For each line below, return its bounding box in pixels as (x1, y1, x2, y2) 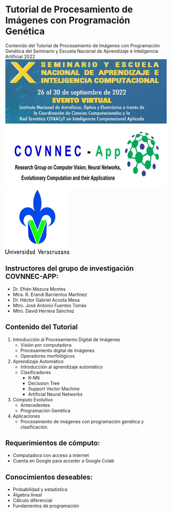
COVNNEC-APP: (5, 272, 59, 281)
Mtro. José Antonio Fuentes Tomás (12, 302, 87, 308)
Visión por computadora (20, 342, 72, 348)
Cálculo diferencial (12, 498, 53, 504)
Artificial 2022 (5, 53, 35, 60)
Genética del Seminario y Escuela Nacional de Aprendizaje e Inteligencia (5, 48, 159, 54)
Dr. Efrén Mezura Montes (12, 286, 66, 292)
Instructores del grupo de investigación (5, 264, 134, 273)
